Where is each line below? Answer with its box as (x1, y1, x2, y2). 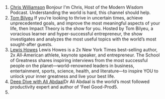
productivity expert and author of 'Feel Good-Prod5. (10, 84, 118, 89)
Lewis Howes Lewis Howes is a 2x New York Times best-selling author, (10, 47, 158, 52)
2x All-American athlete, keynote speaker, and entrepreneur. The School (10, 52, 160, 58)
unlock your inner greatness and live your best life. (10, 73, 116, 79)
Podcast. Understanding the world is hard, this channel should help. (10, 9, 151, 15)
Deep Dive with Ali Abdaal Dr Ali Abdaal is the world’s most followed (10, 78, 150, 84)
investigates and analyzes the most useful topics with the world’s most (10, 36, 157, 42)
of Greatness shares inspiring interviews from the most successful (10, 57, 148, 63)
